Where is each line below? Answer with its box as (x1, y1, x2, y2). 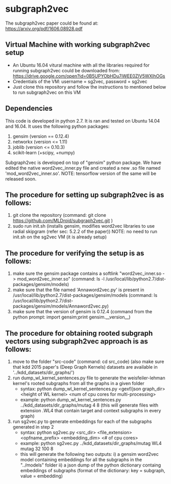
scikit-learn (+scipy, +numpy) (12, 149, 75, 155)
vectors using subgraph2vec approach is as (5, 337, 148, 346)
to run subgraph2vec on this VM (12, 89, 81, 95)
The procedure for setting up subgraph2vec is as (5, 190, 164, 199)
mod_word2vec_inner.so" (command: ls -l (17, 276, 105, 282)
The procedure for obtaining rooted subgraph (5, 329, 153, 337)
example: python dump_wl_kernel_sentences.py (20, 397, 121, 402)
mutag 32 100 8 (20, 446, 54, 452)
